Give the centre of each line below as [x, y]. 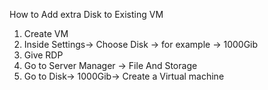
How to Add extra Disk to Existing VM [86, 14]
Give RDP [43, 55]
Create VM [46, 33]
